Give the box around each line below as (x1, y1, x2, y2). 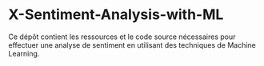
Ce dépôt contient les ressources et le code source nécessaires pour (8, 32, 236, 41)
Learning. (8, 49, 40, 58)
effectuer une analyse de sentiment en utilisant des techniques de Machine (8, 40, 256, 49)
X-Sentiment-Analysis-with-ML (8, 6, 224, 24)
